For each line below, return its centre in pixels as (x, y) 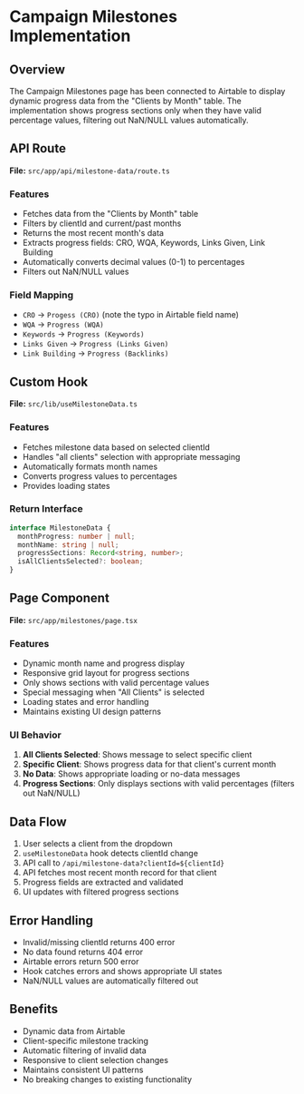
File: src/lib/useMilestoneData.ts (74, 404)
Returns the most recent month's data (93, 233)
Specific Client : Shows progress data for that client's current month (149, 765)
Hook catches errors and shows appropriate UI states (122, 972)
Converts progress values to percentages (100, 476)
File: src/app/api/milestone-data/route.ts (90, 171)
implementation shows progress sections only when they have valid (136, 110)
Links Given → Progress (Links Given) (95, 344)
